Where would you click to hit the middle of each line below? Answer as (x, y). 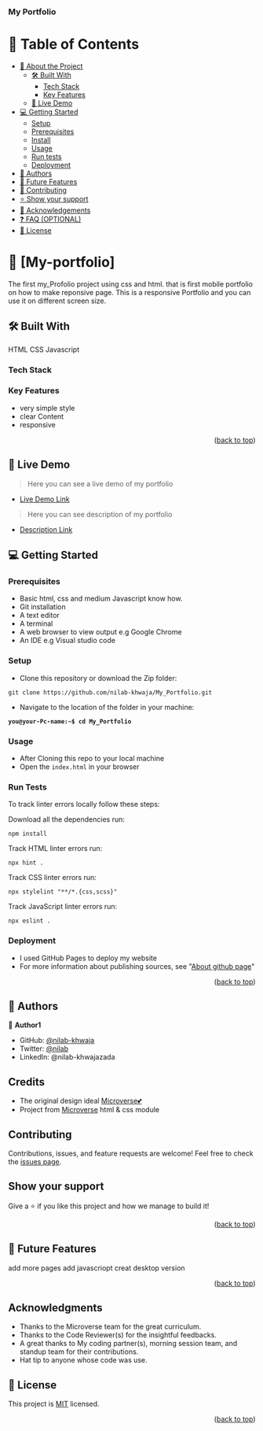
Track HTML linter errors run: (55, 849)
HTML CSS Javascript (44, 349)
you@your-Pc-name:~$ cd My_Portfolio (70, 721)
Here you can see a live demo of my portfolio (100, 483)
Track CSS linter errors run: (52, 878)
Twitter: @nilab (44, 1048)
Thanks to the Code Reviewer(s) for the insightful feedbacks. (118, 1335)
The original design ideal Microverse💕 (80, 1101)
